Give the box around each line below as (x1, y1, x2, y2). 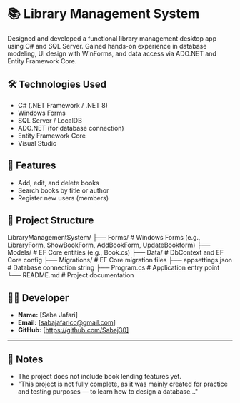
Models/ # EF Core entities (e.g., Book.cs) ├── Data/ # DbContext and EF (7, 248, 224, 257)
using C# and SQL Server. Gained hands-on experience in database (7, 41, 207, 50)
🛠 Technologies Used (7, 78, 107, 91)
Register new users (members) (17, 193, 109, 202)
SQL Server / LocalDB (17, 116, 82, 125)
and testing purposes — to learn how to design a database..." (17, 387, 199, 396)
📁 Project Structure (7, 214, 94, 226)
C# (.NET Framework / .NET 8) (17, 101, 109, 109)
